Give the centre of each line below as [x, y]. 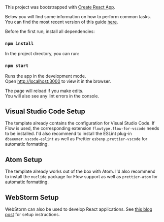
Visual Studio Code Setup [45, 111]
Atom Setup [24, 159]
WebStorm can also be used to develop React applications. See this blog [79, 209]
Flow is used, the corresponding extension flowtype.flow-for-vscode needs [82, 128]
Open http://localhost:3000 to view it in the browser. [58, 81]
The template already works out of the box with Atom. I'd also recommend [81, 171]
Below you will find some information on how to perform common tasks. [78, 16]
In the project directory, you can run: [42, 54]
